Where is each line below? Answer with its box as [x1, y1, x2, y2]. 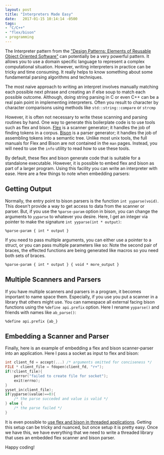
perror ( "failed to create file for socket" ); [14, 373, 109, 378]
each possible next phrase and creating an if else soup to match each [5, 89, 146, 95]
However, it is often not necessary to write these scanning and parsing [5, 114, 148, 120]
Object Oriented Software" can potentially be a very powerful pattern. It [5, 53, 149, 59]
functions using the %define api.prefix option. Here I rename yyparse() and [5, 304, 160, 310]
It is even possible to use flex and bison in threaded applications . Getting [5, 419, 152, 425]
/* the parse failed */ [14, 406, 63, 411]
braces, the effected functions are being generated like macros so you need [5, 247, 159, 253]
